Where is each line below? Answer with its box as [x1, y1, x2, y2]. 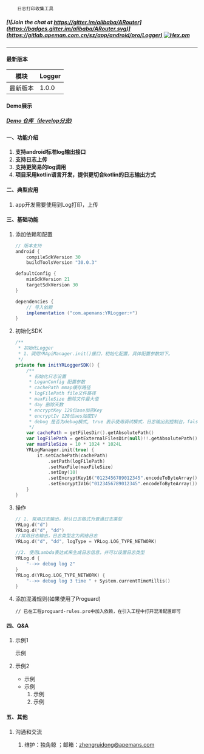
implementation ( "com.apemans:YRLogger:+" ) [26, 310, 138, 316]
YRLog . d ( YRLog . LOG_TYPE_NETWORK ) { [15, 572, 106, 578]
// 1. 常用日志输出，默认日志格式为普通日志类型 [15, 516, 123, 522]
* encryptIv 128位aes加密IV [29, 413, 97, 419]
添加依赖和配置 [15, 230, 53, 238]
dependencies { [15, 299, 54, 305]
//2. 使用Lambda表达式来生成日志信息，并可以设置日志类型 [15, 550, 145, 556]
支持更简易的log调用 [15, 164, 67, 171]
